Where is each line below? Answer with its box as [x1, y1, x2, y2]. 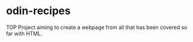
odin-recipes [6, 4, 71, 18]
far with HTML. [6, 30, 42, 37]
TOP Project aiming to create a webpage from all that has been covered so [6, 24, 188, 31]
